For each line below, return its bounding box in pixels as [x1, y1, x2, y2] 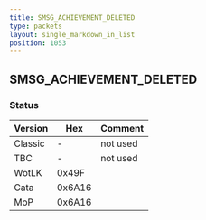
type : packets [9, 22, 63, 31]
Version [14, 122, 49, 134]
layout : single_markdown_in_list [9, 30, 136, 39]
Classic [14, 137, 45, 150]
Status [9, 98, 39, 111]
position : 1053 [9, 38, 67, 48]
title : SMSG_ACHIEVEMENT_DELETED [9, 13, 136, 23]
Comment [100, 122, 145, 134]
